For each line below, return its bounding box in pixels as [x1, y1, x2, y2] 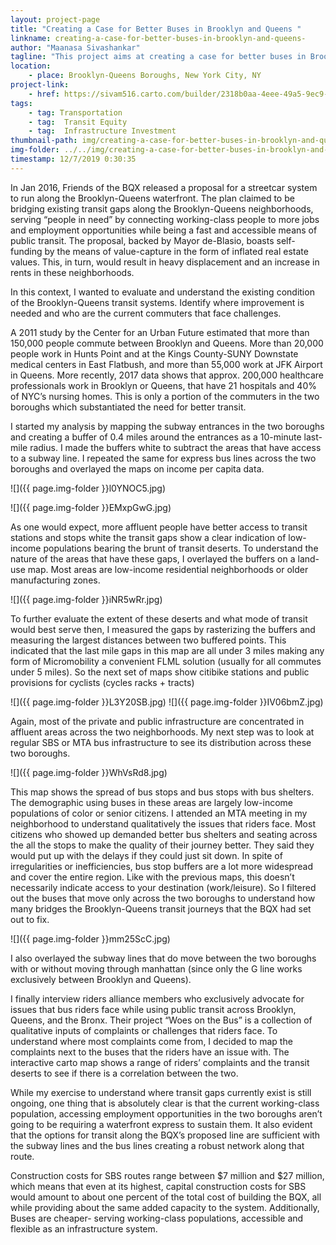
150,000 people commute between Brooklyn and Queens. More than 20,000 [10, 337, 324, 349]
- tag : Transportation [28, 107, 123, 118]
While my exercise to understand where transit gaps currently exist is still [10, 1086, 312, 1098]
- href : [28, 89, 60, 99]
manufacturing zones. [10, 574, 101, 586]
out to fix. [10, 913, 50, 925]
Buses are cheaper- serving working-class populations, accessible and [10, 1212, 304, 1224]
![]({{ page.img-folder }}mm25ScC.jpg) [10, 932, 171, 945]
